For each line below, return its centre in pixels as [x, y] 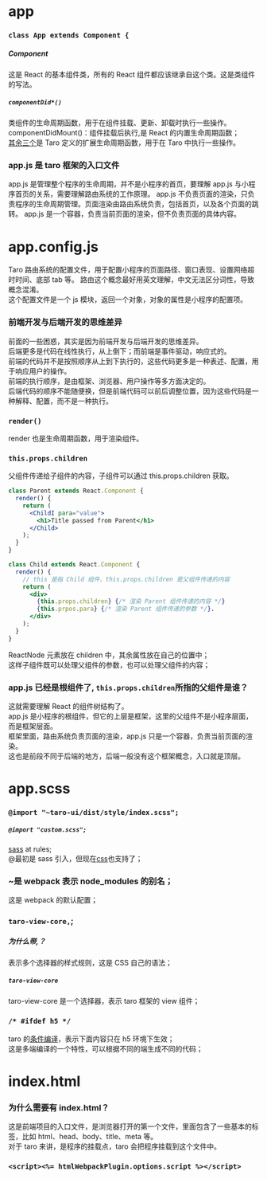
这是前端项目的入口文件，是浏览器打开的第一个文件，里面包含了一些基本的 [130, 1126]
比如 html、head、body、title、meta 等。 [89, 1136]
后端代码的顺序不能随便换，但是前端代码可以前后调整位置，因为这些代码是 [130, 391]
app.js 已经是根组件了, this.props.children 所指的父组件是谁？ [128, 687]
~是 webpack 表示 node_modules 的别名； [91, 881]
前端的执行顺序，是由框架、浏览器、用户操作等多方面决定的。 [109, 381]
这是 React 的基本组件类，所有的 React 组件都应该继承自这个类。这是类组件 [132, 75]
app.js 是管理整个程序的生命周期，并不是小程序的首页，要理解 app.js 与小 [128, 184]
